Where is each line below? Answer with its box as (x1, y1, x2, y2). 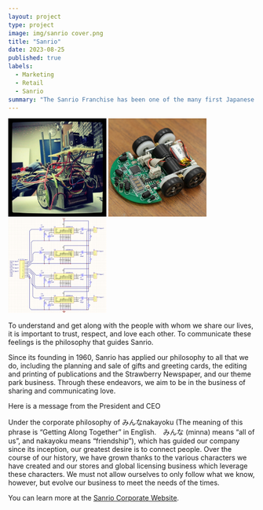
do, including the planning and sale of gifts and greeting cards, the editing (8, 361, 247, 371)
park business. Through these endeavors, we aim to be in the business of (8, 378, 246, 387)
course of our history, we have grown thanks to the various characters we (8, 453, 247, 463)
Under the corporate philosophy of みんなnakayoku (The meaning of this (8, 417, 243, 427)
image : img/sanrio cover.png (8, 29, 104, 37)
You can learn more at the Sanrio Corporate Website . (8, 493, 179, 503)
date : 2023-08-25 (8, 46, 65, 54)
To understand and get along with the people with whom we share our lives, (8, 321, 254, 330)
